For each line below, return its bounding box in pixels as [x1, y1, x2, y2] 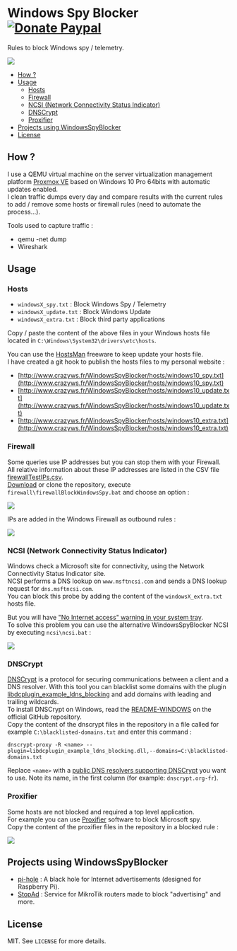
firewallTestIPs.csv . [7, 473, 63, 481]
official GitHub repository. [7, 713, 83, 721]
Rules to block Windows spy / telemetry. [7, 43, 125, 52]
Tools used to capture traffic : [7, 221, 94, 229]
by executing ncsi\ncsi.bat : [7, 628, 92, 637]
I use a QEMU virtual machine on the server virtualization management [7, 170, 213, 178]
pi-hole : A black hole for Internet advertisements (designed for [17, 875, 202, 884]
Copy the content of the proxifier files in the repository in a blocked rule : [7, 822, 219, 831]
